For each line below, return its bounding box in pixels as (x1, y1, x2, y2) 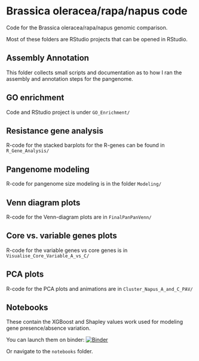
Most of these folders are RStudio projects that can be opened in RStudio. (6, 35, 188, 43)
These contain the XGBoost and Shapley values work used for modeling (6, 318, 183, 326)
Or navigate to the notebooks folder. (6, 348, 93, 355)
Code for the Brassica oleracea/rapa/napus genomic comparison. (6, 24, 168, 31)
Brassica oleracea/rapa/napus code (6, 4, 188, 18)
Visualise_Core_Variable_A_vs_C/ (6, 253, 90, 259)
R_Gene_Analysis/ (6, 148, 50, 154)
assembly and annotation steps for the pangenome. (6, 75, 133, 82)
